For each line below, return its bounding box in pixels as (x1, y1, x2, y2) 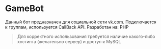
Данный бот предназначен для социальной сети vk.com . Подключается (5, 19, 157, 25)
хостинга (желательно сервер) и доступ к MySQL (17, 38, 121, 44)
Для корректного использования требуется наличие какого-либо (17, 33, 156, 39)
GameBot (5, 3, 44, 14)
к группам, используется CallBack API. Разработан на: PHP (5, 24, 129, 30)
